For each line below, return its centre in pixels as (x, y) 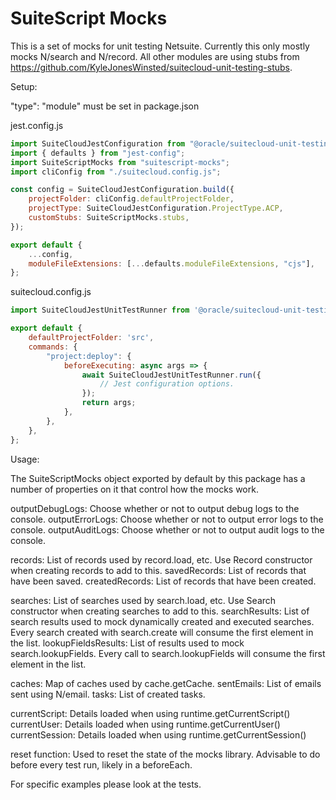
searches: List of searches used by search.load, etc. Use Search (143, 600)
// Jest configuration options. (167, 384)
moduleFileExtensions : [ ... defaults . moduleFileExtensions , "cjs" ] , (171, 263)
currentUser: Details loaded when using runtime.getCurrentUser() (145, 724)
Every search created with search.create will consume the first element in (162, 632)
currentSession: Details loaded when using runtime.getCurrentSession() (158, 734)
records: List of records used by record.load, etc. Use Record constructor (161, 559)
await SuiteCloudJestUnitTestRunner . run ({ (171, 375)
